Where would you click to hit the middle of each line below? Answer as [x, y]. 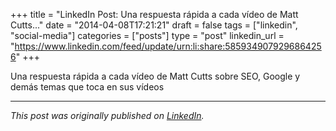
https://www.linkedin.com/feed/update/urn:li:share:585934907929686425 [168, 46]
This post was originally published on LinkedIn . [107, 115]
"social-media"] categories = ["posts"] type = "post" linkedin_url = [147, 35]
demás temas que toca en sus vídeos [87, 87]
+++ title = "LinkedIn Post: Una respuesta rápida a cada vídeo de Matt [154, 14]
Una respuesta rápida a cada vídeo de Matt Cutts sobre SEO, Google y [155, 76]
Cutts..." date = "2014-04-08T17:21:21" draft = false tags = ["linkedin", [154, 25]
